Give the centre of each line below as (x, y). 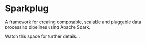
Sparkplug (27, 8)
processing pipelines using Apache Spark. (48, 27)
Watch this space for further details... (43, 36)
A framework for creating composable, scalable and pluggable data (73, 22)
